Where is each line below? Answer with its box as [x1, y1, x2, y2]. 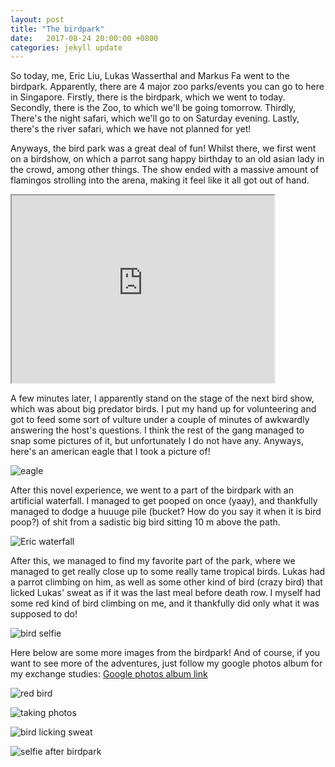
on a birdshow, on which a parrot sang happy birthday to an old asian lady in [10, 153, 325, 165]
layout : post [10, 14, 65, 25]
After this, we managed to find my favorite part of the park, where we [10, 555, 296, 567]
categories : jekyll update [10, 42, 123, 53]
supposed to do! [10, 608, 78, 620]
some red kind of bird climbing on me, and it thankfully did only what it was [10, 597, 320, 610]
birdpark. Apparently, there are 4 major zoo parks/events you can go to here [10, 81, 325, 93]
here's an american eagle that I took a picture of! [10, 446, 211, 458]
